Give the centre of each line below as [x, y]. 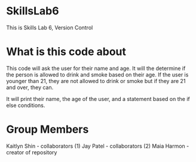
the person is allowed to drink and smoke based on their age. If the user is [97, 74]
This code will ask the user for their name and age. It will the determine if [96, 68]
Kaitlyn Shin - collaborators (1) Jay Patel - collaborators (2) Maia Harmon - [98, 146]
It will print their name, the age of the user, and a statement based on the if [98, 99]
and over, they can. [30, 87]
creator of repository [32, 152]
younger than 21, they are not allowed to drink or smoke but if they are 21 [96, 81]
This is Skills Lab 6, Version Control [50, 27]
